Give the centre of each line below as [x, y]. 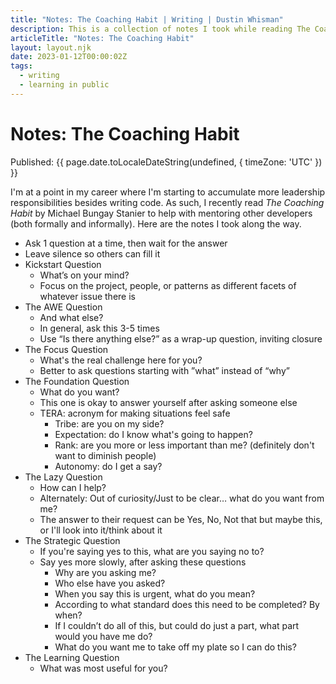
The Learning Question [72, 657]
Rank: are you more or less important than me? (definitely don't [184, 445]
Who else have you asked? [110, 583]
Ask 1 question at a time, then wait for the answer [126, 243]
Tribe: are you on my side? [109, 423]
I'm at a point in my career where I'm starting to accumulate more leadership [168, 192]
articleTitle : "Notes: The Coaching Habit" [102, 38]
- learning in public [64, 85]
